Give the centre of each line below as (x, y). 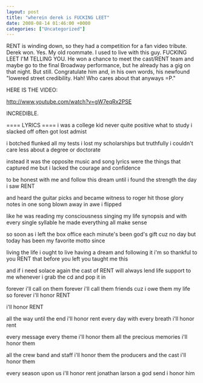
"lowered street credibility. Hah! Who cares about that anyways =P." (91, 78)
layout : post (23, 12)
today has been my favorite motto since (56, 241)
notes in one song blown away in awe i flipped (64, 204)
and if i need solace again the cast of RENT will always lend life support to (99, 271)
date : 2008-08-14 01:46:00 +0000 (48, 23)
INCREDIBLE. (23, 113)
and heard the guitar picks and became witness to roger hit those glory (95, 198)
